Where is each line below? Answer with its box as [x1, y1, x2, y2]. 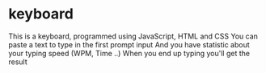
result [8, 57, 28, 67]
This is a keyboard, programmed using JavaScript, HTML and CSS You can [8, 31, 259, 41]
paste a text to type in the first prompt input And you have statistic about [8, 39, 251, 49]
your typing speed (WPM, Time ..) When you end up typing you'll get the [8, 48, 251, 58]
